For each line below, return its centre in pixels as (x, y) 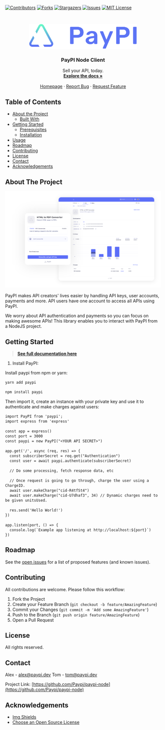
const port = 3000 (24, 436)
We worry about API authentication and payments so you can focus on (77, 316)
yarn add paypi (21, 383)
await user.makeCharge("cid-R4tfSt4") (50, 490)
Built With (29, 119)
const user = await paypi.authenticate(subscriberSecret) (71, 461)
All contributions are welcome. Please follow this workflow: (65, 589)
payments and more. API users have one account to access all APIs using (80, 301)
